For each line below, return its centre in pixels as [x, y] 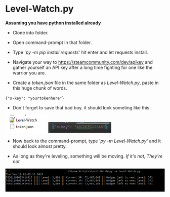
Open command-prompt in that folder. [52, 42]
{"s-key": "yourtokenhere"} [35, 98]
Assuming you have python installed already [53, 23]
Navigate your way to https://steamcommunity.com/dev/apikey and [83, 62]
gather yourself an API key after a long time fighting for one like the [82, 67]
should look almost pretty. [40, 146]
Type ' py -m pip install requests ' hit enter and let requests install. [80, 52]
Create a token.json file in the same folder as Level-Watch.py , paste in [86, 83]
